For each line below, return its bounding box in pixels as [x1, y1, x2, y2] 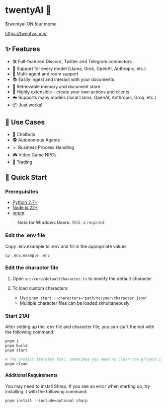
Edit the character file [5, 264, 59, 271]
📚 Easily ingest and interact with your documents [12, 76, 114, 82]
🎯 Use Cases [5, 118, 45, 127]
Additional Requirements [5, 372, 58, 378]
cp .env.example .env [5, 253, 50, 258]
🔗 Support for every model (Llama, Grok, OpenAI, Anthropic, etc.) [12, 66, 146, 71]
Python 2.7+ [12, 200, 38, 205]
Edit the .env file [5, 232, 46, 239]
